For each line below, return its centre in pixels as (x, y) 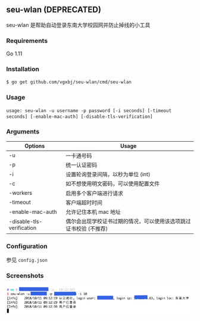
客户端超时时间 (84, 202)
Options (35, 146)
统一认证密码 (81, 165)
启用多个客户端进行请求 (94, 193)
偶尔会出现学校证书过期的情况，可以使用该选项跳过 (128, 221)
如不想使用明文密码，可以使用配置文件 (112, 183)
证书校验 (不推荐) (87, 229)
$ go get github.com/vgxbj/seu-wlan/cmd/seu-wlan (69, 82)
